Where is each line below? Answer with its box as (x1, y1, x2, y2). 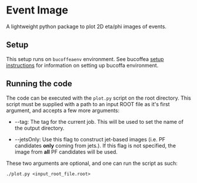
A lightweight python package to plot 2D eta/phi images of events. (6, 23, 166, 30)
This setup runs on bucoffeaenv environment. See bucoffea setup (6, 55, 164, 62)
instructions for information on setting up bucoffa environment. (6, 62, 159, 69)
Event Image (6, 4, 69, 17)
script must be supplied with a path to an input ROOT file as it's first (6, 100, 170, 107)
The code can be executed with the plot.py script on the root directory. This (6, 94, 191, 101)
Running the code (6, 79, 72, 89)
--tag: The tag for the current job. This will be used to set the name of (14, 118, 184, 125)
